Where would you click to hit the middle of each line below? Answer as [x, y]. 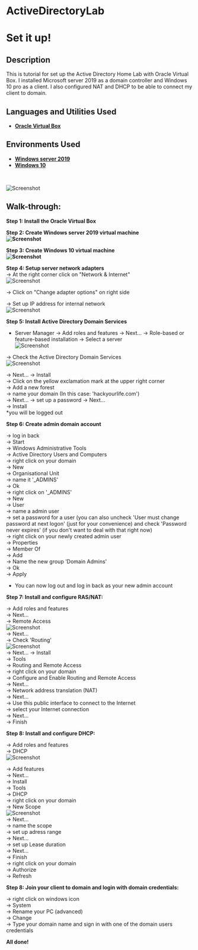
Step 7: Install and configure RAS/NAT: [55, 597]
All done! [17, 942]
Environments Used [43, 144]
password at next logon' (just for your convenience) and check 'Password [96, 523]
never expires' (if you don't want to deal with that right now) [79, 530]
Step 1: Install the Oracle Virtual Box [51, 221]
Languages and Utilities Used [61, 112]
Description [28, 60]
